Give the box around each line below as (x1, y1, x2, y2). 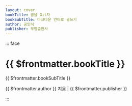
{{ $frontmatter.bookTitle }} (5, 58, 125, 70)
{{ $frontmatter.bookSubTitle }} (5, 75, 71, 82)
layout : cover (5, 7, 36, 13)
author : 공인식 (5, 21, 35, 27)
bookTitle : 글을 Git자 (5, 12, 50, 17)
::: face (5, 40, 20, 46)
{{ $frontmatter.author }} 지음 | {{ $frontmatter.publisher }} (5, 86, 127, 92)
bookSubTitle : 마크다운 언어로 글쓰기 (5, 17, 77, 22)
